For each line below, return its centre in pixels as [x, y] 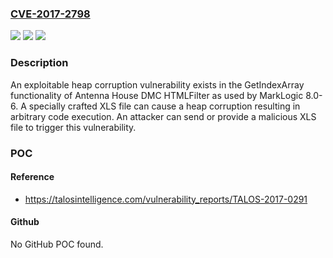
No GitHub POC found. [57, 244]
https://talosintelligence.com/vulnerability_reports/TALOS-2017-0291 [166, 199]
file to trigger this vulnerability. [73, 127]
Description [39, 63]
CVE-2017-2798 [50, 14]
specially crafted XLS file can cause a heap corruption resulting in [164, 106]
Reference [32, 177]
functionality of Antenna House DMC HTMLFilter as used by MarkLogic [157, 95]
